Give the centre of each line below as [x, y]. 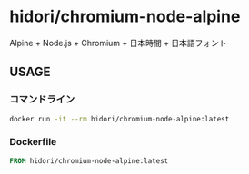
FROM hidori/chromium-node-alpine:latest [89, 160]
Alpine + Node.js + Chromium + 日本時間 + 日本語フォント [118, 43]
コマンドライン [42, 100]
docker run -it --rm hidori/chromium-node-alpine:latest [120, 119]
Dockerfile [33, 142]
